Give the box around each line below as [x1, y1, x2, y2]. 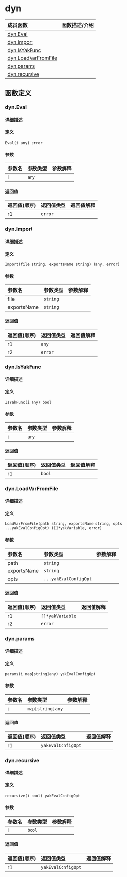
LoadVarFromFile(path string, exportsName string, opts [5, 521, 122, 526]
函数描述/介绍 [62, 22, 94, 29]
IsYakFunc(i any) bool [5, 400, 52, 405]
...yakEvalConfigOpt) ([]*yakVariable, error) [5, 526, 102, 531]
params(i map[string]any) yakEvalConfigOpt [5, 671, 96, 676]
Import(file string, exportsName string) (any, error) [5, 262, 120, 267]
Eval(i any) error [5, 141, 43, 146]
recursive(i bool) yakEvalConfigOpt [5, 793, 80, 798]
